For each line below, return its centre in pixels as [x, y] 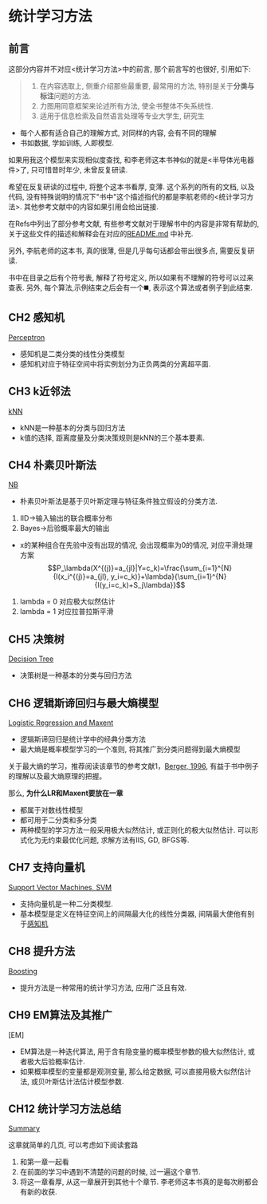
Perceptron [27, 337]
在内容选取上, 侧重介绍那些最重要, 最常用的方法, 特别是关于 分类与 [147, 86]
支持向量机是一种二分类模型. [66, 904]
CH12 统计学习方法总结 [65, 1109]
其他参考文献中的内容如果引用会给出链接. [91, 207]
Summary [24, 1129]
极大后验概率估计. [56, 1061]
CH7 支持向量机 [47, 867]
